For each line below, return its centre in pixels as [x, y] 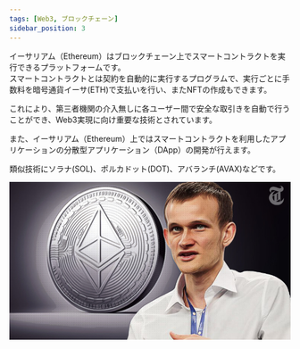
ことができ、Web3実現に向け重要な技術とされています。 [113, 120]
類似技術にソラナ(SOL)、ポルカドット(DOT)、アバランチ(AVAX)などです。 [145, 169]
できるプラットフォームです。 [71, 67]
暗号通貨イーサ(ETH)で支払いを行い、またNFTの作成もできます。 [152, 89]
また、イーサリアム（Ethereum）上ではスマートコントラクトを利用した [140, 138]
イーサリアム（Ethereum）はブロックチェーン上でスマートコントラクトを [144, 56]
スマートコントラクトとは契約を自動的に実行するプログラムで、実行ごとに [146, 78]
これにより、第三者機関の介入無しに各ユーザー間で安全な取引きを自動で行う [150, 108]
